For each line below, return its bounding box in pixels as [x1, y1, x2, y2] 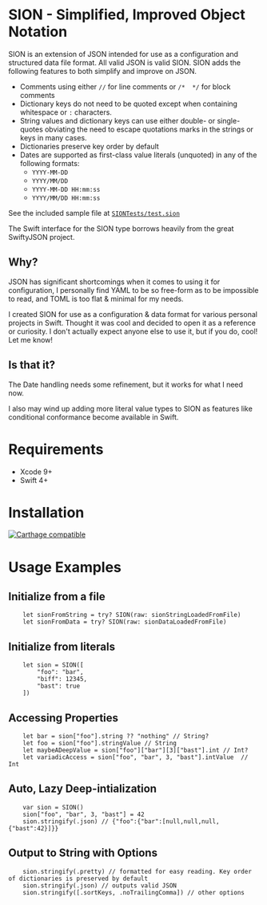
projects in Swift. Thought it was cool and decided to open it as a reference [8, 318, 256, 327]
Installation [8, 503, 85, 521]
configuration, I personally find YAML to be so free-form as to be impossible [8, 285, 259, 294]
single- [217, 116, 241, 125]
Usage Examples [8, 558, 122, 576]
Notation [8, 22, 68, 41]
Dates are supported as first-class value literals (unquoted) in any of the [19, 150, 257, 160]
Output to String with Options [8, 846, 158, 860]
